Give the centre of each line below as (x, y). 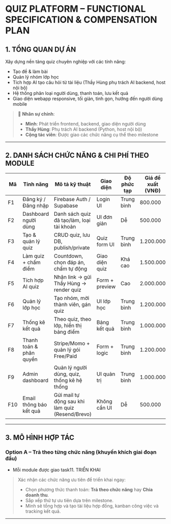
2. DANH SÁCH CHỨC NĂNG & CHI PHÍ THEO (77, 155)
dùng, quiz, (67, 374)
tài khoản (65, 227)
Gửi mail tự (67, 395)
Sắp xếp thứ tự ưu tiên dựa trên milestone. (69, 500)
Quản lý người (70, 367)
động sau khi (69, 401)
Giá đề (153, 178)
